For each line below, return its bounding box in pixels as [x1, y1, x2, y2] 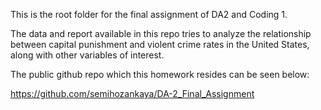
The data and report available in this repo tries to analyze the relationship [10, 28, 312, 39]
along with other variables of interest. [10, 49, 165, 61]
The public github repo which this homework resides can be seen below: [10, 69, 310, 80]
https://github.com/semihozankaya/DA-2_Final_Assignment [10, 88, 255, 99]
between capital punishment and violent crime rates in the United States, [10, 39, 310, 50]
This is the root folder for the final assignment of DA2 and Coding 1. [10, 9, 288, 20]
